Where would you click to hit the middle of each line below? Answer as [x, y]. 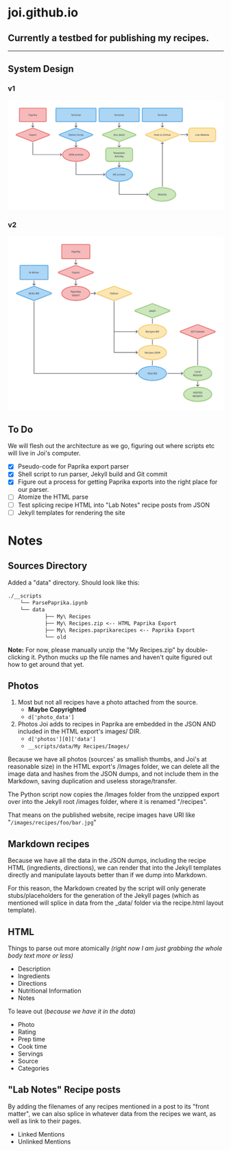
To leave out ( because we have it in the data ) [72, 1011]
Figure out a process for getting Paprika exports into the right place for [118, 482]
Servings [30, 1054]
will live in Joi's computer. [44, 453]
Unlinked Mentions [44, 1141]
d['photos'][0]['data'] [62, 739]
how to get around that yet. [46, 664]
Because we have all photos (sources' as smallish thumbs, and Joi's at [108, 759]
